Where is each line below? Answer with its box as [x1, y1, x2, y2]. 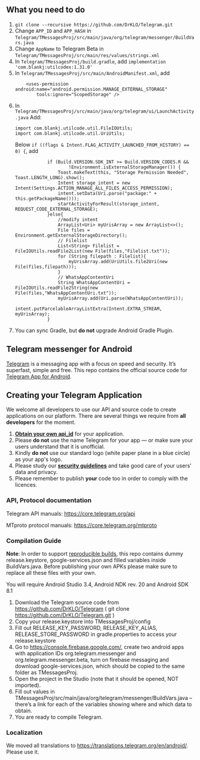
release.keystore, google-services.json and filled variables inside [6, 557, 166, 564]
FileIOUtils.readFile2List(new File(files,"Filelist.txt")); [14, 248, 171, 254]
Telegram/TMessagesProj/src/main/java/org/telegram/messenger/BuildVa [14, 34, 195, 41]
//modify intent [57, 216, 99, 222]
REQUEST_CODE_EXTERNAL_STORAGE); [14, 206, 99, 212]
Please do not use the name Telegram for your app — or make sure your [14, 437, 193, 444]
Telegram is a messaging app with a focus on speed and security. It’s [6, 360, 176, 367]
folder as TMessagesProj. [14, 669, 78, 676]
